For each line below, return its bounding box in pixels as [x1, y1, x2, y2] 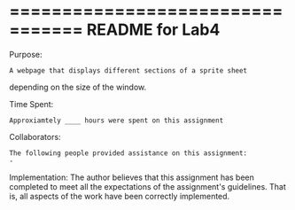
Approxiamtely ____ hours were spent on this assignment [9, 116, 224, 125]
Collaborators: [9, 131, 61, 142]
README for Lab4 [86, 19, 221, 40]
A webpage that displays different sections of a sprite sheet [9, 66, 248, 75]
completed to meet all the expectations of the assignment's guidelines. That [9, 181, 286, 191]
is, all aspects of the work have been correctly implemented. [9, 191, 230, 201]
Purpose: [9, 49, 43, 59]
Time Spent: [9, 98, 54, 109]
